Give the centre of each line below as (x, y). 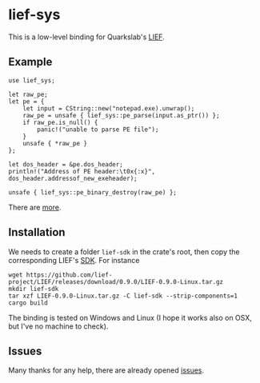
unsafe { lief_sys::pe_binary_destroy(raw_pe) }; (93, 192)
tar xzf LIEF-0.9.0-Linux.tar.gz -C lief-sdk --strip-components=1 (123, 296)
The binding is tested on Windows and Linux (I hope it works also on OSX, (130, 317)
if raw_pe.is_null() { (60, 122)
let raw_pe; (28, 94)
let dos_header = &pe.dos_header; (66, 164)
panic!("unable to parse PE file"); (98, 130)
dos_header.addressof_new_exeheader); (73, 178)
